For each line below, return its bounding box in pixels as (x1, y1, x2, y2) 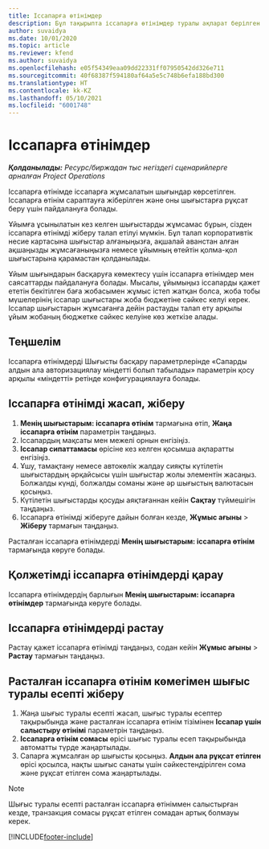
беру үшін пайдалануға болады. (8, 204, 118, 214)
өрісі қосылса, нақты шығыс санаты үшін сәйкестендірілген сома (19, 760, 247, 769)
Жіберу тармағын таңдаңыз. (19, 520, 119, 531)
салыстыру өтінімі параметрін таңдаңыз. (19, 725, 165, 736)
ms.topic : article (8, 42, 70, 50)
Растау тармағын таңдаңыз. (8, 651, 105, 661)
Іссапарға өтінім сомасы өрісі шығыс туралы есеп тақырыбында (19, 734, 247, 744)
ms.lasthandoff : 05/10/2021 (8, 94, 103, 102)
